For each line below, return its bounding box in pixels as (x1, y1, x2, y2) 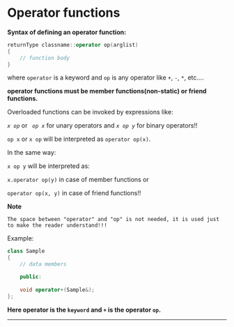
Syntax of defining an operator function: (7, 28, 127, 36)
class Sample (7, 248, 45, 255)
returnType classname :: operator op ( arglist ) (7, 41, 139, 48)
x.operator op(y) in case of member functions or (7, 176, 150, 184)
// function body (19, 54, 70, 61)
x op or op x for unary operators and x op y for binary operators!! (7, 121, 198, 130)
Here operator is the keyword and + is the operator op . (7, 305, 162, 314)
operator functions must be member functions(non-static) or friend (7, 87, 207, 96)
